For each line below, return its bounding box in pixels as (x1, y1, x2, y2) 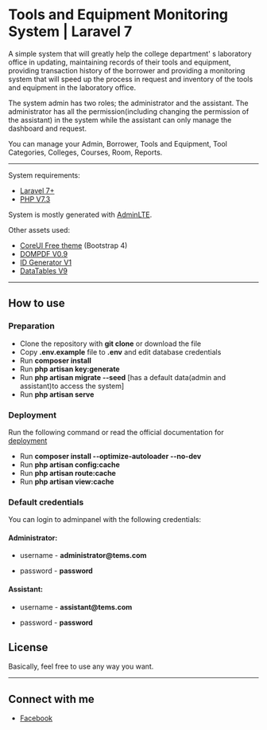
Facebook (19, 713, 53, 723)
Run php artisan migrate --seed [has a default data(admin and (19, 372, 226, 382)
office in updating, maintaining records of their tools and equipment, (8, 57, 232, 67)
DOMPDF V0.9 (19, 249, 68, 258)
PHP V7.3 (19, 194, 51, 204)
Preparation (8, 320, 56, 332)
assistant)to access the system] (19, 381, 125, 391)
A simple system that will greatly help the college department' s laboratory (8, 49, 252, 58)
